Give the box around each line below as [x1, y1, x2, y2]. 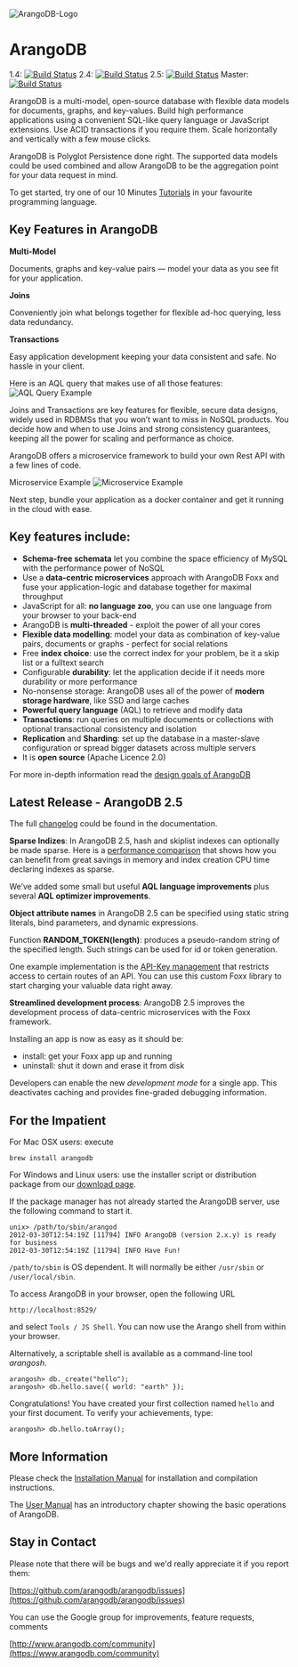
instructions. [9, 1483, 55, 1492]
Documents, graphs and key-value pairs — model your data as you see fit [9, 263, 279, 273]
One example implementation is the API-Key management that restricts [9, 962, 270, 972]
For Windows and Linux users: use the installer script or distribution [9, 1169, 257, 1180]
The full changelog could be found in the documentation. [9, 818, 218, 829]
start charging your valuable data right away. [9, 980, 173, 991]
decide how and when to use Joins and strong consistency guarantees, [9, 423, 271, 434]
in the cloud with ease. [9, 503, 93, 514]
